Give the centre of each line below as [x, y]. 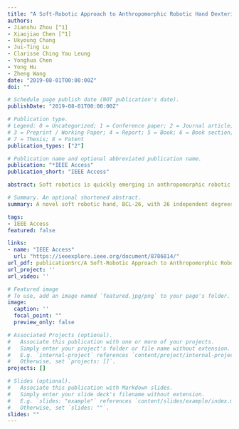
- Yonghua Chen [30, 61]
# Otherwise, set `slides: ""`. [59, 408]
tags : [15, 217]
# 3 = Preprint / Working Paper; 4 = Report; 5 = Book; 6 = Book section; [121, 133]
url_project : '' [31, 269]
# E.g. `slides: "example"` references [70, 401]
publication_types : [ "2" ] [46, 146]
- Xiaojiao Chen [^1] [39, 34]
